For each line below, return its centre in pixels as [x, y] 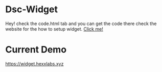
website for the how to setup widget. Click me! [54, 29]
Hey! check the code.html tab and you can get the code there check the [81, 23]
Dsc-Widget [31, 9]
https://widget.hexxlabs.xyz [34, 64]
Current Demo [36, 50]
